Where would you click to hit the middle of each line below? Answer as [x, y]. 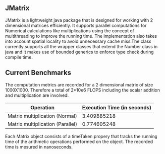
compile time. [19, 57]
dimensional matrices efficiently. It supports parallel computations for [76, 25]
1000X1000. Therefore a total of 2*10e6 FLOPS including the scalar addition [82, 90]
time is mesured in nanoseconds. [39, 147]
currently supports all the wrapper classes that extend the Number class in [81, 46]
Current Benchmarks [38, 73]
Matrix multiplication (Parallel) [43, 124]
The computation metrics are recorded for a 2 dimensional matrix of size [79, 84]
